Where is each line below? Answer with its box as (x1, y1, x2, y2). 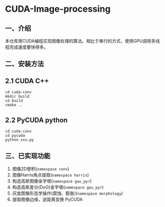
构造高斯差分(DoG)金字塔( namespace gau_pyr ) (12, 184, 104, 190)
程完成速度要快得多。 (5, 44, 48, 50)
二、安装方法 (5, 60, 44, 68)
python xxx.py (5, 138, 34, 142)
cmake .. (5, 103, 23, 108)
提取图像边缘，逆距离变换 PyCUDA (12, 196, 83, 202)
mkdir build (5, 94, 29, 99)
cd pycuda (5, 133, 26, 138)
